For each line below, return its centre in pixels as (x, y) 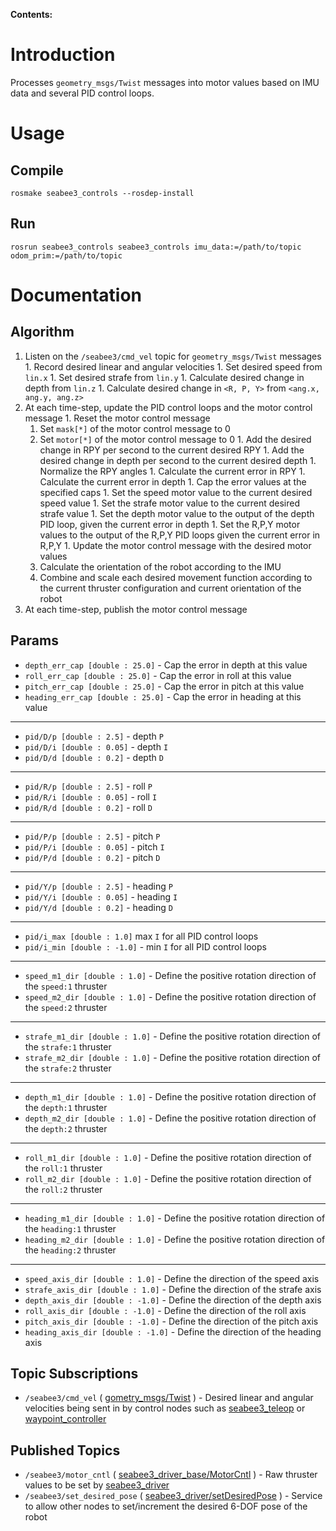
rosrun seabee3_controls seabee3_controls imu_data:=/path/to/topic (156, 247)
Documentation (76, 295)
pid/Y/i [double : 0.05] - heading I (101, 896)
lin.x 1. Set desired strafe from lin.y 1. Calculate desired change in (164, 377)
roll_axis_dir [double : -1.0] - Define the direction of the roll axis (165, 1310)
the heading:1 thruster (70, 1228)
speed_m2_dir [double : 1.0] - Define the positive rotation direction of (170, 996)
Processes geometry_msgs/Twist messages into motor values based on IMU (165, 82)
